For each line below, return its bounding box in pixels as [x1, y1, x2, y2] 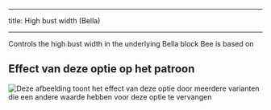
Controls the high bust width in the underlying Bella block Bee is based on [8, 39, 254, 48]
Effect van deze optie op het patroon [8, 62, 195, 76]
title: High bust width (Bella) [8, 16, 101, 25]
